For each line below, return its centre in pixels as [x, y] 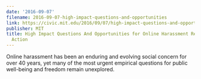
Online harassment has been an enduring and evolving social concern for [97, 57]
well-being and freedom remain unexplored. [60, 69]
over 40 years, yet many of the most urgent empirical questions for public [97, 63]
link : [13, 23]
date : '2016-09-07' [31, 12]
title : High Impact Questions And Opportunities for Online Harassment [97, 34]
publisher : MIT [25, 28]
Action [20, 39]
